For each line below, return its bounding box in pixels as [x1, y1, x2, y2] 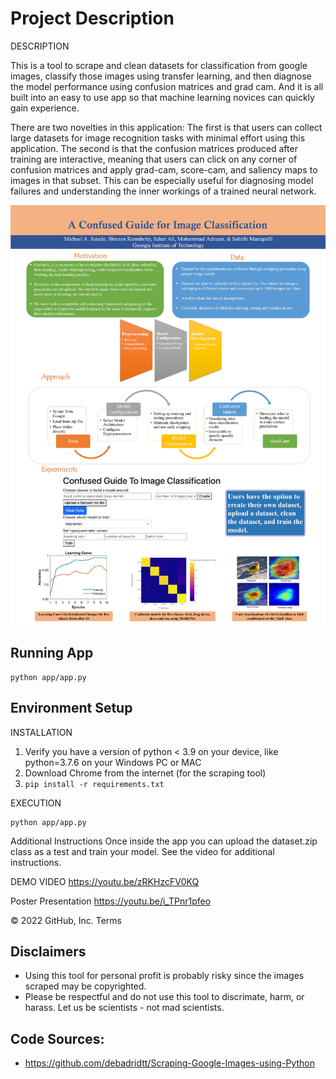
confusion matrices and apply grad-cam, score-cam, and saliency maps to [10, 163, 318, 176]
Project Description [10, 7, 175, 30]
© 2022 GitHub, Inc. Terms [10, 914, 123, 926]
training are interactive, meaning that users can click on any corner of [10, 153, 298, 165]
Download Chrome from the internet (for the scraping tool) [24, 767, 267, 779]
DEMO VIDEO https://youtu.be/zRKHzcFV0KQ [10, 875, 200, 887]
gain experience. [10, 102, 80, 114]
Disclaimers [10, 943, 87, 960]
